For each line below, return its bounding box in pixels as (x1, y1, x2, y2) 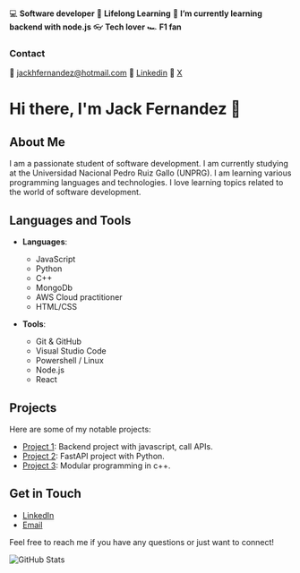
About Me (9, 134, 65, 150)
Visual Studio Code (35, 346, 107, 356)
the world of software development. (9, 187, 141, 198)
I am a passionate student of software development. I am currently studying (9, 158, 289, 169)
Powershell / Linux (35, 355, 105, 366)
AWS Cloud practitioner (35, 292, 123, 303)
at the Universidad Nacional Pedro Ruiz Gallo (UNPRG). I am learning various (9, 167, 292, 178)
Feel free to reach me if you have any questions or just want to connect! (9, 536, 275, 547)
